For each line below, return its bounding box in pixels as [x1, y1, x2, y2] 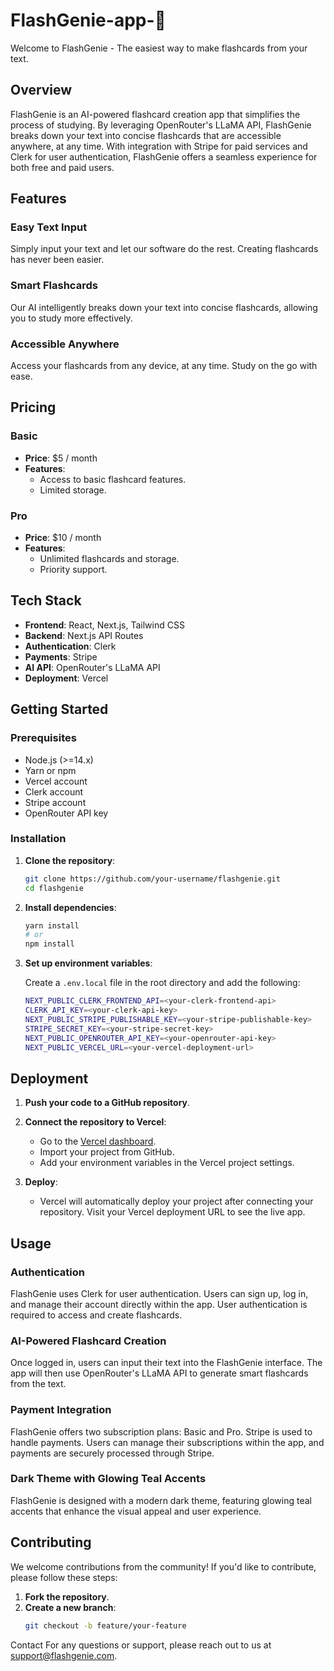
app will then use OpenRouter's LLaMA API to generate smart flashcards [10, 1367, 309, 1379]
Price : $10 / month [24, 532, 102, 544]
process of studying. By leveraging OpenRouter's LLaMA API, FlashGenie [10, 119, 312, 131]
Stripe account [24, 796, 87, 808]
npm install [24, 939, 75, 949]
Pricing [10, 399, 57, 416]
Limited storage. [39, 484, 107, 496]
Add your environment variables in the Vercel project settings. [39, 1157, 295, 1169]
